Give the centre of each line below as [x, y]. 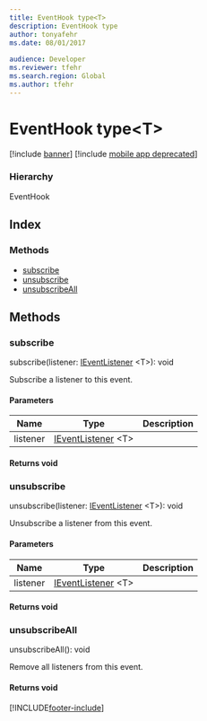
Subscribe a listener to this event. [71, 380]
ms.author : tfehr [42, 84]
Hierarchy [31, 177]
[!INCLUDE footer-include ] [57, 708]
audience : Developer [48, 59]
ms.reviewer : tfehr [46, 68]
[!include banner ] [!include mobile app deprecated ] [103, 154]
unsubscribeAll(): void [50, 650]
